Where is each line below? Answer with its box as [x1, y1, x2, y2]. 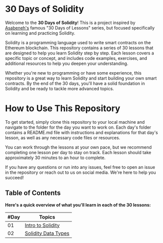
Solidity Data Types [24, 230, 70, 237]
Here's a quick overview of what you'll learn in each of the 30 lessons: [5, 202, 151, 208]
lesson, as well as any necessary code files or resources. [5, 135, 120, 140]
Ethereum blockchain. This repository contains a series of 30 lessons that [5, 45, 154, 51]
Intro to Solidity [24, 222, 60, 229]
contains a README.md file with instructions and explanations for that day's [5, 129, 158, 135]
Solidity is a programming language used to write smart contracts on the [5, 39, 151, 45]
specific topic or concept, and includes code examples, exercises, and [5, 55, 147, 61]
